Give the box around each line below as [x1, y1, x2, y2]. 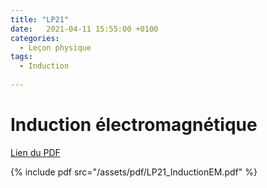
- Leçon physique [19, 42, 92, 53]
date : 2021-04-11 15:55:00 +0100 [10, 24, 159, 34]
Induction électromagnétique [10, 114, 258, 136]
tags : [10, 52, 33, 62]
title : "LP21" [10, 14, 70, 25]
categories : [10, 33, 60, 43]
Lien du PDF [10, 146, 61, 158]
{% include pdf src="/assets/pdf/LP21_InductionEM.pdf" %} [10, 166, 258, 178]
